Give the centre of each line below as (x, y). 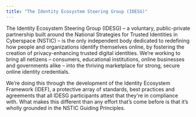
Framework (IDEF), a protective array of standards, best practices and (90, 89)
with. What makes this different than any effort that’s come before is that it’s (97, 101)
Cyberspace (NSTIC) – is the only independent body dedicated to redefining (98, 40)
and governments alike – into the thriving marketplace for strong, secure (93, 66)
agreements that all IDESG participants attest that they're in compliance (92, 95)
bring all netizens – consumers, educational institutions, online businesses (95, 59)
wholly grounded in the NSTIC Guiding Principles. (66, 108)
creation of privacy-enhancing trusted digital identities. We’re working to (93, 53)
